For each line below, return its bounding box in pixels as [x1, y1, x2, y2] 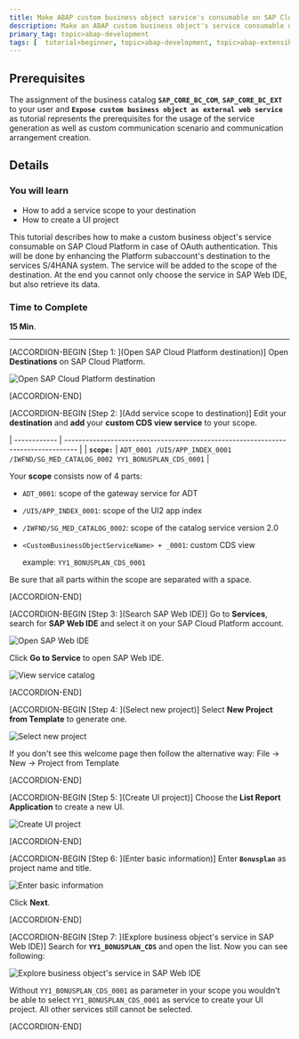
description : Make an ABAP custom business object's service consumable [9, 21, 285, 30]
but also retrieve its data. [9, 278, 101, 289]
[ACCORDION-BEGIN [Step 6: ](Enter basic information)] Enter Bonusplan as [9, 853, 287, 864]
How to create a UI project [21, 214, 119, 225]
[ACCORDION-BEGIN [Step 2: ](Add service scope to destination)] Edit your [9, 408, 287, 419]
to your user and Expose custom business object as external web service [9, 104, 283, 115]
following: [9, 951, 45, 962]
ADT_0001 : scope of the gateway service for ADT [21, 488, 198, 499]
